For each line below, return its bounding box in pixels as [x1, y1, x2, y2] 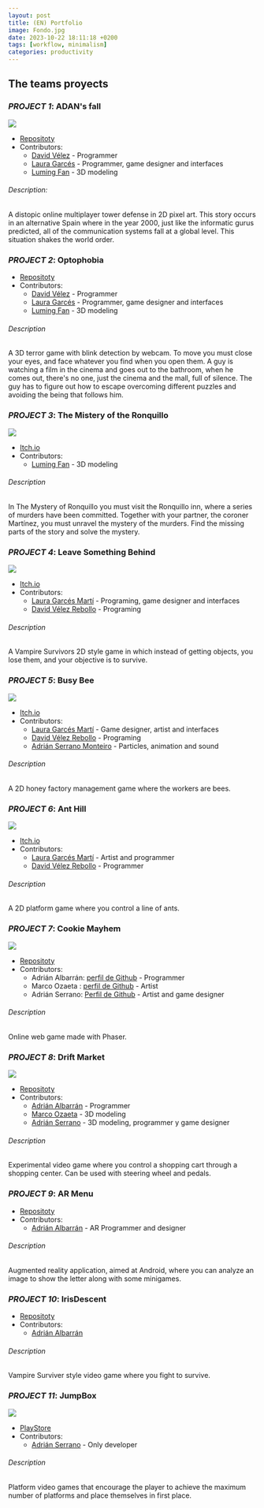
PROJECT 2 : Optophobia [8, 254, 104, 265]
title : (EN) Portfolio [8, 19, 83, 27]
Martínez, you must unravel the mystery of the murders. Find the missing [8, 518, 244, 528]
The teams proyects [8, 77, 109, 91]
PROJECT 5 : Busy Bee [8, 675, 95, 686]
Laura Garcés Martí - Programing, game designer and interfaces [31, 596, 240, 605]
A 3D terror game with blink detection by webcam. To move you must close [8, 348, 253, 358]
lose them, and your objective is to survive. [8, 655, 148, 665]
